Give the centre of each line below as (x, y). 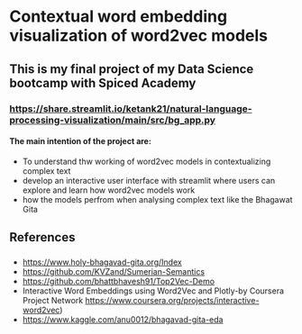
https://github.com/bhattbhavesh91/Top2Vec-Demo (118, 282)
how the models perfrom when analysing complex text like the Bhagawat (157, 199)
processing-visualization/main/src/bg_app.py (113, 120)
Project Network (53, 301)
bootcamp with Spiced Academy (103, 83)
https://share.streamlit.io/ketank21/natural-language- (131, 108)
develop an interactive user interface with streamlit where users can (149, 180)
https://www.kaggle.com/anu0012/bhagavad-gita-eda (123, 320)
